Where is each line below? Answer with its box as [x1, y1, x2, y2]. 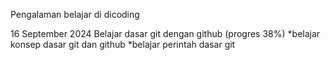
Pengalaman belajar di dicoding [10, 9, 140, 20]
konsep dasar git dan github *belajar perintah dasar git [10, 39, 236, 50]
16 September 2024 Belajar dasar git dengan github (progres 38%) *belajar [10, 28, 321, 39]
